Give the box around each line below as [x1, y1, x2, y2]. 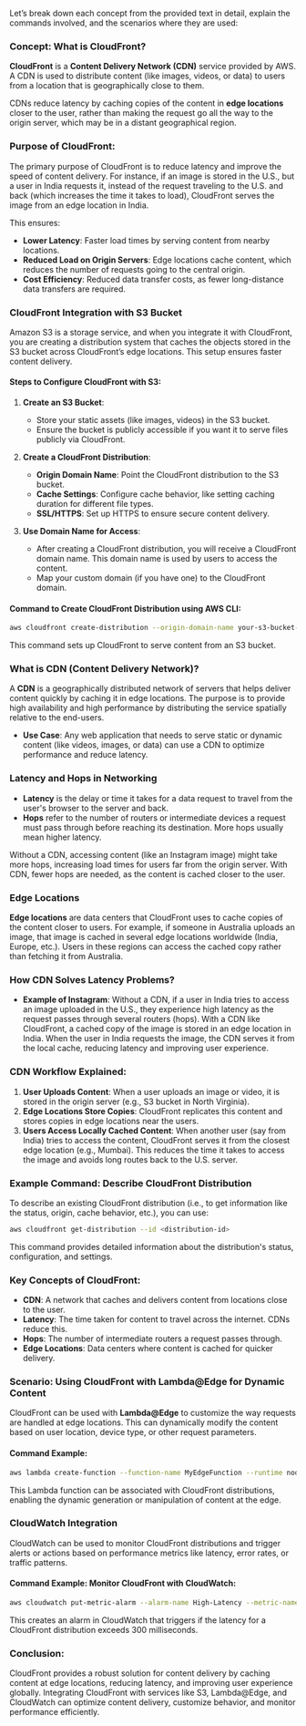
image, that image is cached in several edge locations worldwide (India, [9, 932, 279, 943]
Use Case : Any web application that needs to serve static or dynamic [22, 729, 282, 741]
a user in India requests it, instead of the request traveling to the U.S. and [9, 180, 284, 191]
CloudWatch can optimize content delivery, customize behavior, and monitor [9, 1697, 296, 1708]
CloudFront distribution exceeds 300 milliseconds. [9, 1624, 199, 1635]
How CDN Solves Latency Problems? [9, 973, 175, 986]
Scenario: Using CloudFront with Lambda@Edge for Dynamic [9, 1376, 285, 1389]
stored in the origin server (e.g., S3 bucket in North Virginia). [22, 1096, 250, 1107]
